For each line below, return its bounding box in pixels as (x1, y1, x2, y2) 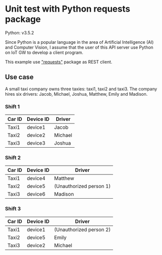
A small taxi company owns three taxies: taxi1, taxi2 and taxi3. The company (5, 86, 158, 92)
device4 (26, 175, 46, 182)
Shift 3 (5, 205, 21, 212)
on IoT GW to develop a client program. (5, 50, 83, 55)
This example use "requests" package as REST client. (5, 59, 113, 65)
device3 (26, 140, 46, 147)
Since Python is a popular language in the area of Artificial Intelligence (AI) (5, 39, 154, 45)
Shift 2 (5, 154, 21, 161)
